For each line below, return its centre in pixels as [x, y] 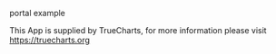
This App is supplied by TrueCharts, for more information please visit [138, 30]
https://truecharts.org [50, 40]
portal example [38, 13]
